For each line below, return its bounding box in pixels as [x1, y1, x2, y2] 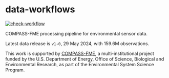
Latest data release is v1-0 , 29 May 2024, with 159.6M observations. [5, 40, 150, 47]
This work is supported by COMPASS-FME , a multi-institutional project [5, 50, 155, 56]
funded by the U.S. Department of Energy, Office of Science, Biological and [5, 55, 164, 62]
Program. [5, 67, 25, 73]
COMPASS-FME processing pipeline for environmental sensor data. [5, 30, 147, 36]
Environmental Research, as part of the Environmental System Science [5, 61, 155, 67]
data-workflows [5, 4, 75, 15]
